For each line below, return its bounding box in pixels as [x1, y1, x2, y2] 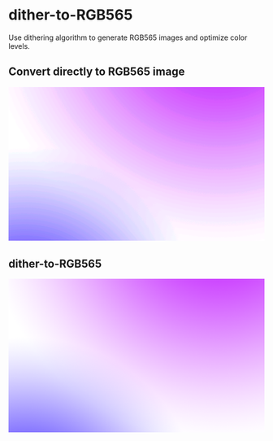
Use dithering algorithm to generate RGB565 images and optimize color [8, 33, 248, 42]
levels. [8, 41, 30, 50]
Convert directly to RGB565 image [8, 65, 185, 79]
